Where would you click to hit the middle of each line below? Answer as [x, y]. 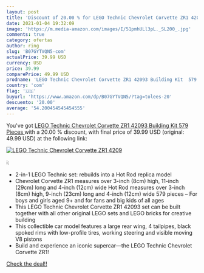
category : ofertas [29, 40]
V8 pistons [29, 239]
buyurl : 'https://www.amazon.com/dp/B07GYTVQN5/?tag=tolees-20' [89, 97]
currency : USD [24, 63]
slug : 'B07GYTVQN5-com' [36, 52]
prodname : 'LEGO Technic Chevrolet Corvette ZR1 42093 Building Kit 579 [102, 80]
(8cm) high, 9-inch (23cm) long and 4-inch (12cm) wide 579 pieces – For [106, 194]
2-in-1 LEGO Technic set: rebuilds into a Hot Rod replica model [93, 175]
